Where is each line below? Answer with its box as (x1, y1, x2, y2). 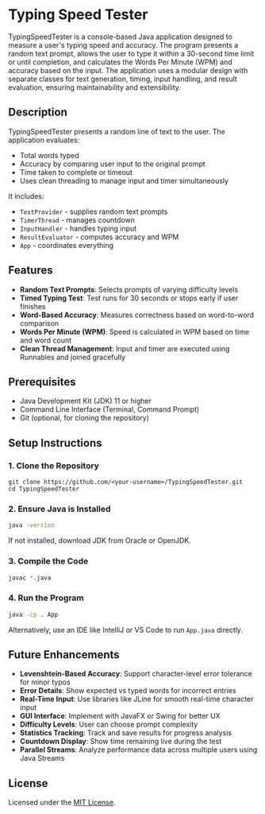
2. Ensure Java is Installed (8, 503, 111, 514)
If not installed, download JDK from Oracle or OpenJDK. (8, 536, 192, 545)
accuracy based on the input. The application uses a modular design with (8, 65, 248, 75)
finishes (19, 301, 46, 311)
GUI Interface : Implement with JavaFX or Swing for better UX (19, 711, 221, 721)
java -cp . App (8, 610, 59, 618)
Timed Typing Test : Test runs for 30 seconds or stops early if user (19, 293, 239, 303)
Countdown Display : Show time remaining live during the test (19, 737, 222, 746)
